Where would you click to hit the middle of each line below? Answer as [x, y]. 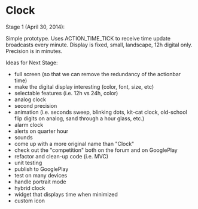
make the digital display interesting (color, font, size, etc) [84, 86]
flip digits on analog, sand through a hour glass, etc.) [79, 118]
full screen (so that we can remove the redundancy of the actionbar [98, 74]
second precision [36, 105]
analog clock [30, 99]
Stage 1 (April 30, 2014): [35, 27]
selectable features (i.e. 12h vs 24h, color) [66, 93]
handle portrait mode [40, 182]
